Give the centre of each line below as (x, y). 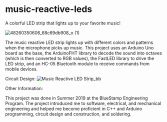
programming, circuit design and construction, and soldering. (68, 114)
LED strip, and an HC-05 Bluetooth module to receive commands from (77, 63)
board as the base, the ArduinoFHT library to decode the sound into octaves (84, 53)
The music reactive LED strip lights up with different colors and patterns (79, 42)
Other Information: (24, 88)
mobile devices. (21, 69)
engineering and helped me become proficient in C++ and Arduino (74, 108)
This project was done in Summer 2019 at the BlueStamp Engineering (77, 98)
